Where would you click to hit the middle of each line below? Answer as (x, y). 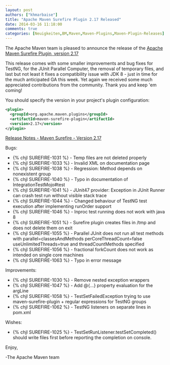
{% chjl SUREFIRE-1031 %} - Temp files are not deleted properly (80, 158)
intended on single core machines (48, 255)
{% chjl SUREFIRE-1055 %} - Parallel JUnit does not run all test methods (88, 233)
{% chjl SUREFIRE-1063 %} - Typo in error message (67, 260)
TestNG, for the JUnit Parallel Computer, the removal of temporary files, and (84, 69)
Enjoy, (12, 347)
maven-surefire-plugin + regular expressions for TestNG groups (79, 302)
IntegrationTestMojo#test (39, 185)
